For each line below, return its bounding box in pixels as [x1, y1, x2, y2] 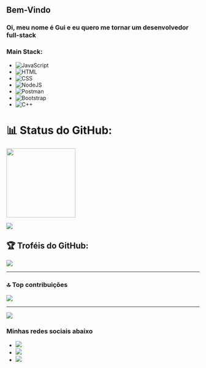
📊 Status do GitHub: [6, 123, 112, 137]
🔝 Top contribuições [6, 281, 68, 289]
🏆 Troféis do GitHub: [6, 240, 89, 251]
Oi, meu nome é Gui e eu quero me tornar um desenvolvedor [6, 23, 189, 32]
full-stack [6, 31, 37, 39]
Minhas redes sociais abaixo [6, 327, 93, 335]
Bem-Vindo [6, 5, 51, 15]
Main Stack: [6, 47, 43, 56]
